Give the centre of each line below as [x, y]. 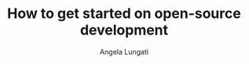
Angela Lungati [124, 52]
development [124, 30]
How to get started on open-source [124, 14]
